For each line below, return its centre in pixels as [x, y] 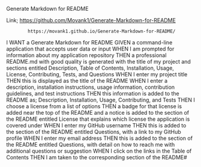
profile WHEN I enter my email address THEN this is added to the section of [100, 138]
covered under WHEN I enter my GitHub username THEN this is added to [96, 125]
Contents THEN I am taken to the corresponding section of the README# [97, 157]
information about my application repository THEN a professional [86, 55]
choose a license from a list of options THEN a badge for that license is [94, 106]
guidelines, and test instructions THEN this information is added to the [93, 93]
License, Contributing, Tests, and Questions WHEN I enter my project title [97, 74]
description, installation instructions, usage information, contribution [91, 87]
